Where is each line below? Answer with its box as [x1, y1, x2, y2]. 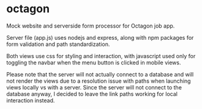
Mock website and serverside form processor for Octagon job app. [6, 22, 175, 29]
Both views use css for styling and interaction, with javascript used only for [6, 52, 196, 59]
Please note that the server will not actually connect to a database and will [6, 70, 194, 78]
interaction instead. [6, 97, 55, 104]
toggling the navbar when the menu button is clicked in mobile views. [6, 59, 181, 66]
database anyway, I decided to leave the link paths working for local [6, 90, 178, 97]
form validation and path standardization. [6, 40, 110, 48]
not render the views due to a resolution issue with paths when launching [6, 77, 191, 85]
